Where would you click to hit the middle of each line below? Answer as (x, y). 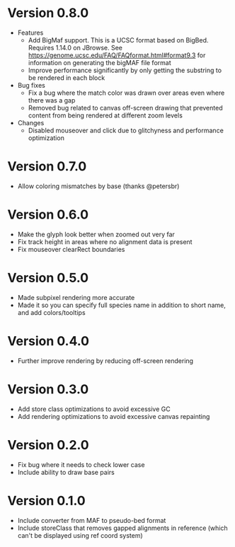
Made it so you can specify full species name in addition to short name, (122, 305)
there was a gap (52, 100)
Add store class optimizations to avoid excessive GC (94, 409)
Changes (31, 122)
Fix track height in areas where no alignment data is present (105, 241)
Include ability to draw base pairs (66, 472)
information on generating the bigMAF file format (99, 62)
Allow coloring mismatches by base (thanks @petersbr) (98, 186)
